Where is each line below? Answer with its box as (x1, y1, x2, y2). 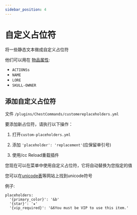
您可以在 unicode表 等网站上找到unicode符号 (5, 173, 93, 179)
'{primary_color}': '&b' (9, 197, 60, 202)
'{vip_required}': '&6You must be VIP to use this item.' (9, 206, 129, 211)
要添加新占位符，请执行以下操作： (5, 121, 73, 127)
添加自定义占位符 (5, 97, 56, 105)
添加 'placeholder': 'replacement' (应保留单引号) (12, 142, 111, 148)
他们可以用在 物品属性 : (5, 57, 50, 63)
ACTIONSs (12, 67, 30, 72)
